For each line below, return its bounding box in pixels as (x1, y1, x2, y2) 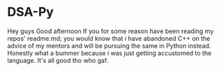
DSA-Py (7, 4, 54, 20)
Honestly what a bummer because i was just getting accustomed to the (7, 49, 212, 57)
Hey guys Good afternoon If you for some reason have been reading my (7, 27, 214, 35)
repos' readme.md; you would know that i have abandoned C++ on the (7, 34, 211, 42)
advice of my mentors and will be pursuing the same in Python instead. (7, 41, 211, 50)
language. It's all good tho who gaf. (7, 56, 109, 64)
